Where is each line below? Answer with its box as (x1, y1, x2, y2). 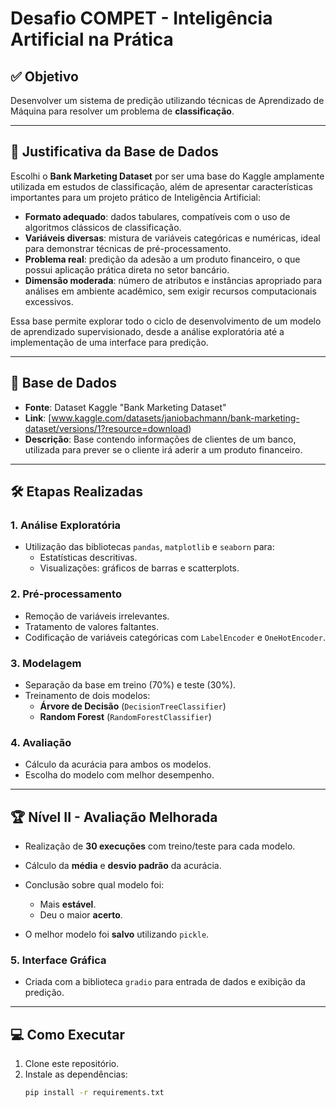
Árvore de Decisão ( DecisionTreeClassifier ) (39, 700, 227, 712)
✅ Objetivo (10, 68, 79, 85)
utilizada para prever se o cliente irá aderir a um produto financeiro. (24, 443, 303, 456)
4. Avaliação (10, 735, 72, 749)
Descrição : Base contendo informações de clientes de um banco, (24, 433, 297, 445)
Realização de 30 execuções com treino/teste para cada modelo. (24, 840, 296, 852)
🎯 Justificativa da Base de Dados (10, 143, 219, 161)
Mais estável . (39, 898, 97, 911)
